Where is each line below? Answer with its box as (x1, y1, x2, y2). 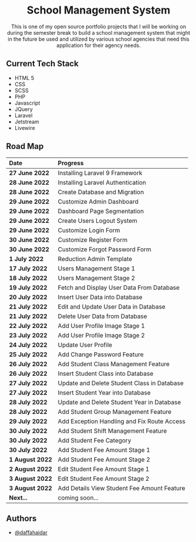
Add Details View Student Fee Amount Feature (58, 484, 186, 492)
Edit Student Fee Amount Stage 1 (58, 465, 150, 473)
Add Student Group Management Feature (58, 407, 172, 416)
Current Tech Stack (6, 59, 79, 69)
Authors (6, 513, 37, 523)
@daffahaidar (14, 529, 48, 536)
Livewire (14, 124, 35, 131)
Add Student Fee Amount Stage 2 (58, 455, 151, 463)
